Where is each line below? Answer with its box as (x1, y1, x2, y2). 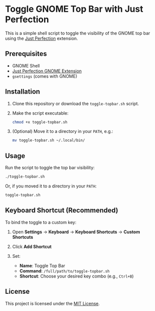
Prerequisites (5, 50, 47, 58)
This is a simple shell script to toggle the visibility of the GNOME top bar (5, 30, 151, 36)
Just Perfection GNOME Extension (12, 68, 82, 74)
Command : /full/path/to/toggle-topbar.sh (19, 268, 110, 274)
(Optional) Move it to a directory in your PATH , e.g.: (12, 128, 113, 134)
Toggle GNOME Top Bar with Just (5, 3, 143, 15)
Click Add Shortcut (12, 244, 52, 249)
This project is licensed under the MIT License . (5, 300, 100, 306)
